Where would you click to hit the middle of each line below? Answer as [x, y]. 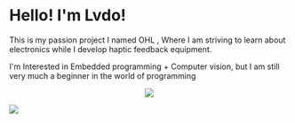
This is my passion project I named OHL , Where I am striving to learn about [147, 40]
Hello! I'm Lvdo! [68, 15]
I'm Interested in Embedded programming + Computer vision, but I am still [144, 66]
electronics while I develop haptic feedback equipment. [111, 49]
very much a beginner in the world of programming [103, 75]
